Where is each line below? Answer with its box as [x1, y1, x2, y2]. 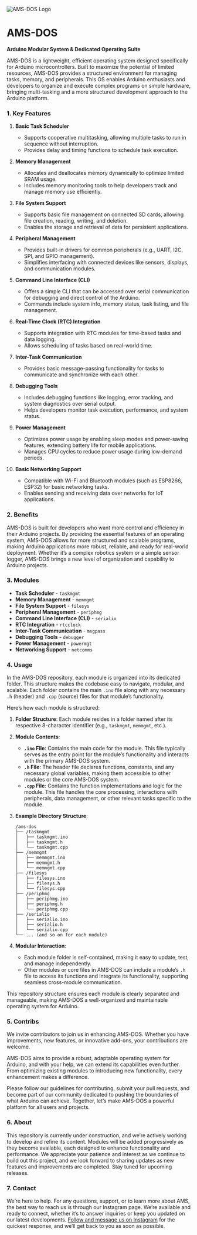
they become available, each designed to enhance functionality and [6, 1144, 171, 1151]
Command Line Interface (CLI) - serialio [15, 614, 117, 621]
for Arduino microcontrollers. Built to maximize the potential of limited [6, 63, 175, 70]
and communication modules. [23, 265, 96, 272]
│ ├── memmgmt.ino [15, 855, 66, 861]
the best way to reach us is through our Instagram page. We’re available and [6, 1204, 191, 1211]
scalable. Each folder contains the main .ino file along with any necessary [6, 687, 186, 694]
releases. [6, 1169, 29, 1176]
